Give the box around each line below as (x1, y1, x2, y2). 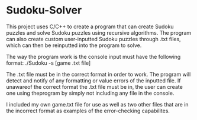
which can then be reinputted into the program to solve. (6, 42, 142, 49)
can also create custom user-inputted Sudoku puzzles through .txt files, (6, 35, 182, 42)
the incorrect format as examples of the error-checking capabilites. (6, 107, 170, 114)
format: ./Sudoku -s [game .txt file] (6, 59, 91, 66)
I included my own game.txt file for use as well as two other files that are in (6, 101, 189, 108)
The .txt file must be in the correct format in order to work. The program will (6, 71, 191, 78)
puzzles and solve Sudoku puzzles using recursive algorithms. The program (6, 29, 192, 36)
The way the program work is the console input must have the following (6, 53, 181, 60)
